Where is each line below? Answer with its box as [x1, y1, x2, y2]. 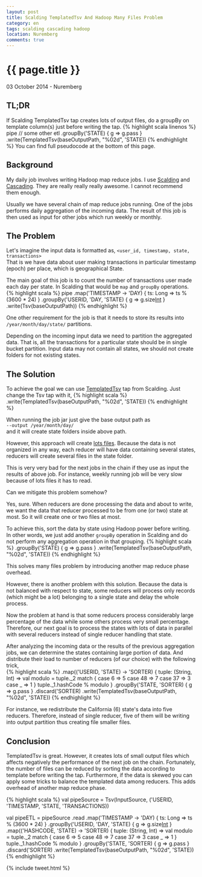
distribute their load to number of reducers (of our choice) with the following [6, 656, 196, 663]
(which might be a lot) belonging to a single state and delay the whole [6, 593, 179, 601]
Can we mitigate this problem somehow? [6, 489, 107, 496]
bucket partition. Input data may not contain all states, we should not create [6, 345, 194, 353]
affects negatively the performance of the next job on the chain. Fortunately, [6, 758, 196, 766]
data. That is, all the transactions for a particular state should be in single [6, 339, 188, 346]
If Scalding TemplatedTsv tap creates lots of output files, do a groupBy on [6, 116, 190, 124]
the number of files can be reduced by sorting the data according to [6, 765, 175, 772]
